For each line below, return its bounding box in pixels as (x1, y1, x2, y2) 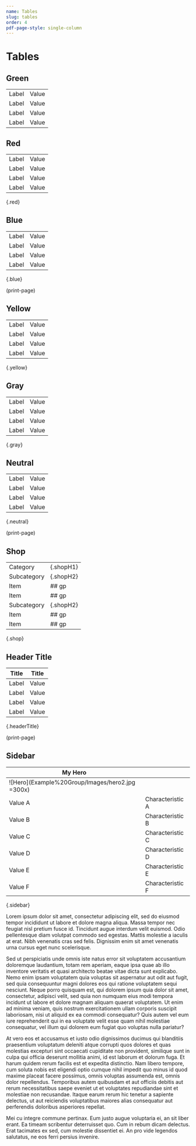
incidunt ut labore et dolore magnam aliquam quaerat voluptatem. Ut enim (6, 999, 184, 1006)
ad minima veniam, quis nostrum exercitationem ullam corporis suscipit (6, 1004, 177, 1012)
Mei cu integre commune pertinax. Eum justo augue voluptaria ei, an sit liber (6, 1114, 189, 1121)
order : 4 (6, 19, 27, 25)
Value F (9, 883, 30, 891)
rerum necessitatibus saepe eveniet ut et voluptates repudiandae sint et (6, 1085, 178, 1092)
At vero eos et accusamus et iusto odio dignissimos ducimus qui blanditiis (6, 1035, 184, 1042)
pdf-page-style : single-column (6, 25, 82, 31)
